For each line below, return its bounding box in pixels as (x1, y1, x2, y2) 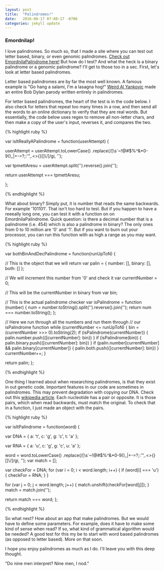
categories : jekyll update (5, 21, 60, 26)
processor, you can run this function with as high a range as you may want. (5, 231, 157, 238)
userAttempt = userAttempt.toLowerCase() (5, 148, 91, 153)
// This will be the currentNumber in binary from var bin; (5, 290, 118, 296)
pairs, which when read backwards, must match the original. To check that (5, 399, 156, 405)
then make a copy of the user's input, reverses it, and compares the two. (5, 119, 152, 125)
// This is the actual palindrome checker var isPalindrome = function (5, 299, 142, 305)
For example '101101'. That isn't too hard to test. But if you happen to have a (5, 205, 157, 211)
